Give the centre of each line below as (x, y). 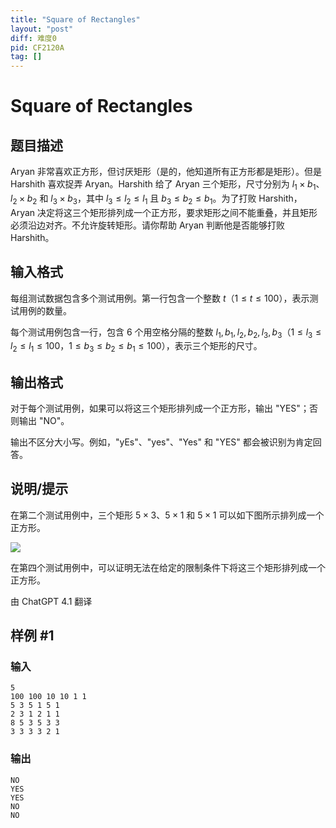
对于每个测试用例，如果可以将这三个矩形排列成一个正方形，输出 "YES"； (160, 408)
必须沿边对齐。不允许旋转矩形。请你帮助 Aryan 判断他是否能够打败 (147, 225)
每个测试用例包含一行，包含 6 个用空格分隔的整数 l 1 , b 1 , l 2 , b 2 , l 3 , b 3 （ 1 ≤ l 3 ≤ (166, 333)
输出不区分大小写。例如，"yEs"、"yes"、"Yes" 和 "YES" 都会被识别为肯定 (161, 442)
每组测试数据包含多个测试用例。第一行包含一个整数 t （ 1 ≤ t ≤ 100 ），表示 (160, 298)
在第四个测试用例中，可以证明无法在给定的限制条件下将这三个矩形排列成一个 (168, 567)
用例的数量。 (45, 310)
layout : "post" (42, 29)
